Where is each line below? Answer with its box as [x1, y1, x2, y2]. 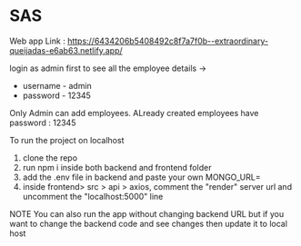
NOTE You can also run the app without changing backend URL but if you [9, 208, 285, 219]
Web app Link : [9, 35, 65, 46]
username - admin [22, 80, 93, 91]
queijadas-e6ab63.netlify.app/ [9, 44, 123, 55]
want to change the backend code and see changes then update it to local [9, 218, 288, 229]
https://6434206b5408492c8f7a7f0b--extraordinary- [66, 35, 269, 46]
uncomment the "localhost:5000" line [22, 191, 164, 202]
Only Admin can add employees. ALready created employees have [9, 107, 259, 118]
